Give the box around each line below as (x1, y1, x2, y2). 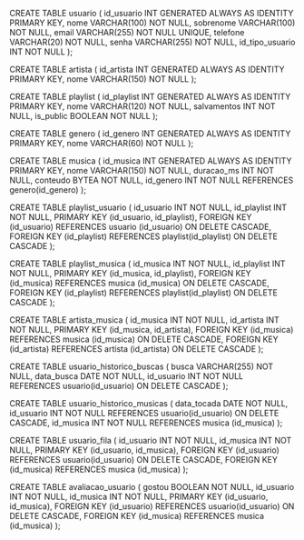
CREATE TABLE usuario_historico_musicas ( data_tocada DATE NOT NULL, (9, 398, 289, 408)
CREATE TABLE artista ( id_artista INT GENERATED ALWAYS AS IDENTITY (9, 64, 285, 75)
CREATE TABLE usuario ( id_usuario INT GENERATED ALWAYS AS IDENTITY (9, 8, 294, 18)
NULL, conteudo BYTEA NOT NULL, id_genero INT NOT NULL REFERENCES (9, 175, 294, 185)
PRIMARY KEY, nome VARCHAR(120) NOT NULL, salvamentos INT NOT (9, 101, 276, 112)
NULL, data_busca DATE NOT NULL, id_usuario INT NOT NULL (9, 371, 243, 381)
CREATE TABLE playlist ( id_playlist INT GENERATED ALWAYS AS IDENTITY (9, 91, 291, 102)
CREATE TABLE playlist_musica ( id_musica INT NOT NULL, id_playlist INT (9, 258, 286, 269)
